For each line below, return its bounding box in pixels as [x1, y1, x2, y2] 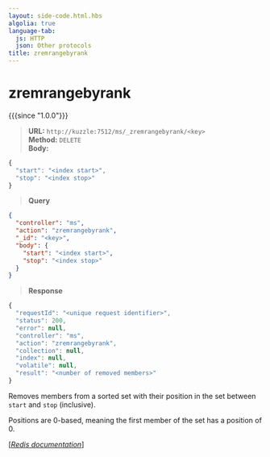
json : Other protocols [15, 42, 92, 50]
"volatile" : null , [15, 362, 78, 370]
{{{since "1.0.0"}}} [8, 110, 69, 120]
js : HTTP [15, 34, 45, 43]
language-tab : [8, 27, 56, 35]
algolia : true [8, 19, 56, 27]
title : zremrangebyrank [8, 49, 89, 57]
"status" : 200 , [15, 317, 67, 325]
